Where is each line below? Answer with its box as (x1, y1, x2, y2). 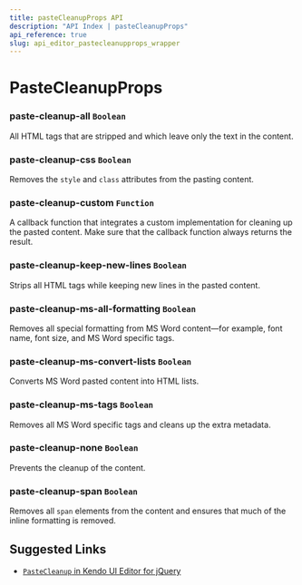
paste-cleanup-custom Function (9, 196, 154, 209)
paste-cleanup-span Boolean (9, 484, 138, 497)
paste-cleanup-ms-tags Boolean (9, 398, 154, 411)
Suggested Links (9, 541, 107, 557)
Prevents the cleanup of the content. (9, 462, 146, 473)
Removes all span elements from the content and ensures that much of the (9, 505, 287, 517)
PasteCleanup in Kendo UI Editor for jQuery (22, 565, 181, 576)
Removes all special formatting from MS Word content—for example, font (9, 323, 283, 334)
